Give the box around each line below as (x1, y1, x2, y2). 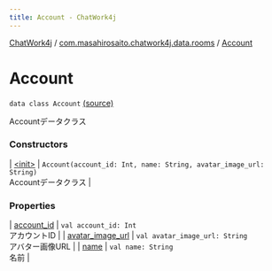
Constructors (9, 138, 68, 151)
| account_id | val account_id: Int (9, 220, 137, 230)
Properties (9, 199, 56, 212)
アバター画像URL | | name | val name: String (9, 241, 174, 252)
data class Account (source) (9, 97, 114, 108)
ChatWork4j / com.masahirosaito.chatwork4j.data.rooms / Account (9, 37, 253, 48)
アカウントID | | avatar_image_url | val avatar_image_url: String (9, 230, 248, 241)
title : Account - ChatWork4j (9, 12, 117, 22)
